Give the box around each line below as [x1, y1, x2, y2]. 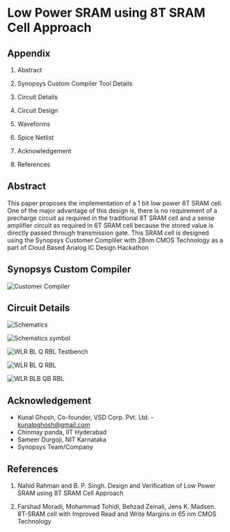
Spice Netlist [17, 134, 54, 141]
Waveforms [17, 120, 51, 128]
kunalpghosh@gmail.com [17, 421, 90, 429]
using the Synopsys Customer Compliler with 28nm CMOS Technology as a [7, 235, 224, 244]
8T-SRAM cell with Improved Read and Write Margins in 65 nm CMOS [17, 510, 217, 518]
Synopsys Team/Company [17, 443, 94, 451]
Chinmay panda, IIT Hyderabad [17, 428, 107, 437]
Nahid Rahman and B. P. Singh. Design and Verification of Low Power [17, 482, 216, 490]
